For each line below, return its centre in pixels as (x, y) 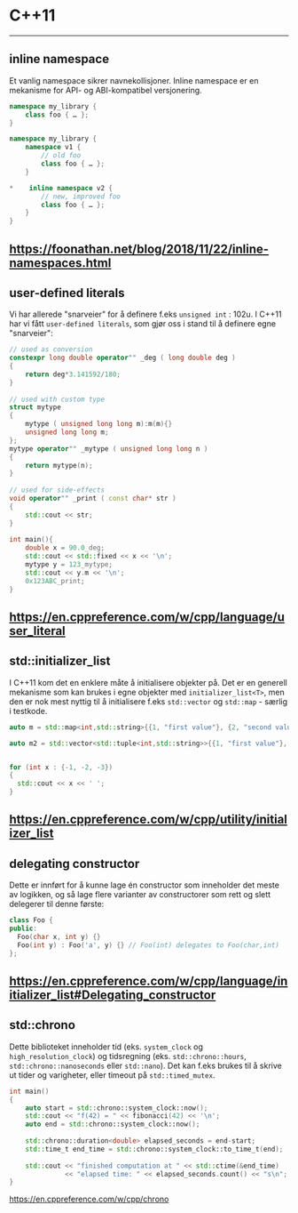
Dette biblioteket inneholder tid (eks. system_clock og (106, 1047)
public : (24, 929)
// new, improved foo (81, 197)
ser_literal (38, 631)
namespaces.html (60, 263)
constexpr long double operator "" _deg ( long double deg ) (123, 358)
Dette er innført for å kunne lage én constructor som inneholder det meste (144, 885)
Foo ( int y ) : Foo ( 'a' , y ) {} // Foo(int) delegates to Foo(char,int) (148, 945)
